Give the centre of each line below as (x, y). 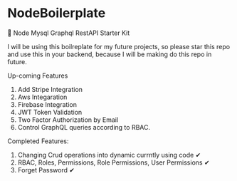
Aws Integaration (42, 97)
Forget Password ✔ (46, 170)
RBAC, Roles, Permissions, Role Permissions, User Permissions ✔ (114, 162)
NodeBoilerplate (57, 13)
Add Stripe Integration (50, 89)
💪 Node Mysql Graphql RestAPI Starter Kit (69, 33)
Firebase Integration (47, 104)
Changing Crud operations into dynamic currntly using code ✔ (109, 155)
